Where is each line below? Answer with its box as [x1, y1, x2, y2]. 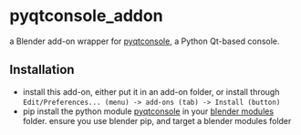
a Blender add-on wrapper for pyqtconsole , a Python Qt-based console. [9, 36, 280, 47]
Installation [9, 62, 75, 78]
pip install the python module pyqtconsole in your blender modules [22, 106, 275, 117]
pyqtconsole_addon [9, 5, 163, 26]
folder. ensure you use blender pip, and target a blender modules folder [22, 115, 292, 126]
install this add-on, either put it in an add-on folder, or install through [22, 86, 280, 97]
